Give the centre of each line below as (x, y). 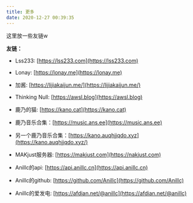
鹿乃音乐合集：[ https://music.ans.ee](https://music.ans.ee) (88, 122)
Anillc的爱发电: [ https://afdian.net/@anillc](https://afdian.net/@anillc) (101, 193)
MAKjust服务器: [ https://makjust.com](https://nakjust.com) (88, 155)
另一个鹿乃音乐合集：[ (43, 135)
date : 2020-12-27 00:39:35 (40, 18)
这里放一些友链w (27, 35)
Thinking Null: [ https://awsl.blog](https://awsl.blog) (79, 97)
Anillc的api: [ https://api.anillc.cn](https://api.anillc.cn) (81, 167)
